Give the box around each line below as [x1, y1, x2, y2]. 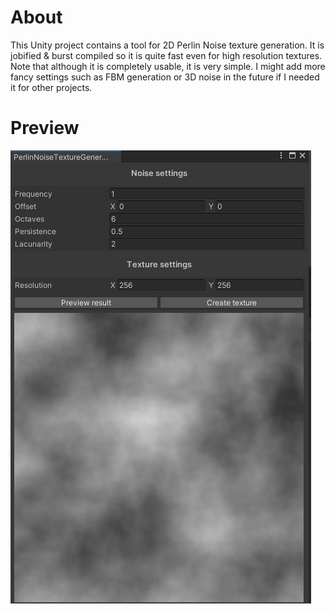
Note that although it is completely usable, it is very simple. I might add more [10, 60, 326, 72]
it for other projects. [10, 81, 93, 93]
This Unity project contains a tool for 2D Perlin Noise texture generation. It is [10, 39, 325, 51]
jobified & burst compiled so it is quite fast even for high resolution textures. [10, 49, 323, 61]
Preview [10, 117, 80, 140]
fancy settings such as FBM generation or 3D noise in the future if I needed [10, 71, 320, 83]
